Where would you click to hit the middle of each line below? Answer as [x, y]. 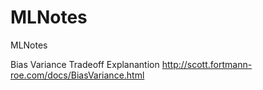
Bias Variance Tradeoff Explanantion [85, 64]
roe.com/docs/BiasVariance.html [77, 75]
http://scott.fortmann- [207, 64]
